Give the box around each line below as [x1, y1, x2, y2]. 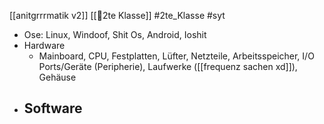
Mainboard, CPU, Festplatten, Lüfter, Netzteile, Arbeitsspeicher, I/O [38, 50, 315, 62]
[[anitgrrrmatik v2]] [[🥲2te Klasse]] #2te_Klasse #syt [9, 10, 226, 21]
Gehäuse [38, 71, 77, 83]
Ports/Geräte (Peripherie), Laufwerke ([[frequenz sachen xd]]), [38, 61, 298, 72]
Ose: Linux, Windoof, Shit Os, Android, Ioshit [23, 29, 207, 40]
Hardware [23, 40, 66, 51]
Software [23, 100, 83, 117]
